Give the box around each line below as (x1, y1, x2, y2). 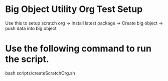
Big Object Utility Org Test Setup (5, 3, 143, 15)
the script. (5, 53, 49, 65)
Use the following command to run (5, 43, 152, 54)
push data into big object (5, 25, 57, 31)
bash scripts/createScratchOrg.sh (5, 70, 75, 76)
